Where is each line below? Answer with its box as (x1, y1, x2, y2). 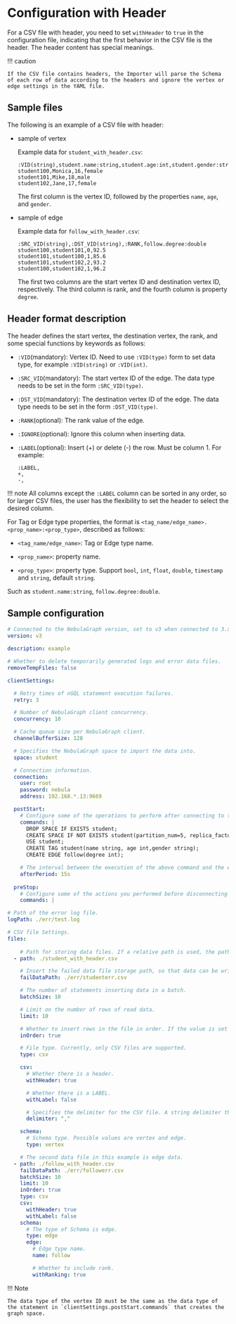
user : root (20, 779, 52, 787)
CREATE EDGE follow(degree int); (25, 851, 124, 859)
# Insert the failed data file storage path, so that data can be (20, 967, 218, 975)
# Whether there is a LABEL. (25, 1089, 112, 1097)
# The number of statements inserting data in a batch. (20, 987, 188, 994)
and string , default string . (17, 573, 96, 582)
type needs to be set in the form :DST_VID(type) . (17, 402, 158, 411)
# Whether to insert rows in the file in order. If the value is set (20, 1025, 228, 1032)
